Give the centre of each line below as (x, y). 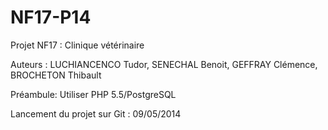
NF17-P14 (51, 17)
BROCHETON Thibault (56, 75)
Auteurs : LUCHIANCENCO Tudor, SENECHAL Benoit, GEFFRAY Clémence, (164, 64)
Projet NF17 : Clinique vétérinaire (77, 45)
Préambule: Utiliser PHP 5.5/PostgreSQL (93, 94)
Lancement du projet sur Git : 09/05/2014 (96, 113)
